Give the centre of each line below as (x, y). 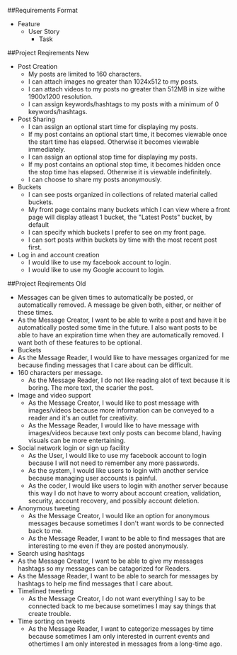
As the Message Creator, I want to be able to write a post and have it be (122, 320)
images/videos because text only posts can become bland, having (125, 433)
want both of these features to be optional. (80, 342)
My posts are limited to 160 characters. (85, 74)
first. (35, 247)
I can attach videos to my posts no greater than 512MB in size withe (127, 89)
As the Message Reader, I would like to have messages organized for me (123, 358)
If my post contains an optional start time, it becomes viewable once (128, 134)
